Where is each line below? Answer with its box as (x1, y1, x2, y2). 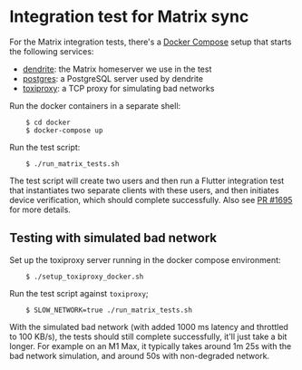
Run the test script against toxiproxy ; (9, 287, 149, 298)
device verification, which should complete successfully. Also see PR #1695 (9, 194, 293, 205)
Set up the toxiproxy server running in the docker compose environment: (9, 254, 281, 265)
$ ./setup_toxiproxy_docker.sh (25, 272, 144, 281)
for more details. (9, 204, 71, 215)
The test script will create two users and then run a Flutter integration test (9, 175, 285, 186)
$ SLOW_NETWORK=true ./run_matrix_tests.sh (25, 306, 193, 315)
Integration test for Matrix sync (9, 6, 249, 27)
